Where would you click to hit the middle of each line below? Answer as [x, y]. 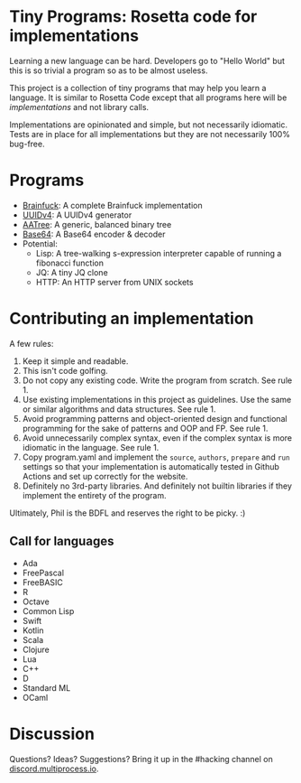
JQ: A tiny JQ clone [72, 272]
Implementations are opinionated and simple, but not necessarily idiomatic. [149, 125]
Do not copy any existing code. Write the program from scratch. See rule [157, 380]
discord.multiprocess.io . [54, 769]
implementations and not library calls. [79, 107]
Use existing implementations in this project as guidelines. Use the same [157, 399]
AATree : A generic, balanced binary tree [97, 224]
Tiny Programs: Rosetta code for [133, 17]
